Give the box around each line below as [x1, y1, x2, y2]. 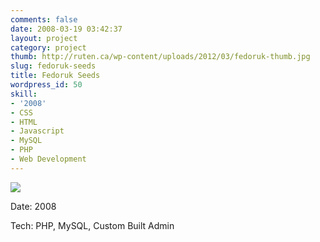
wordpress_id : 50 [10, 80, 83, 90]
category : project [10, 42, 87, 53]
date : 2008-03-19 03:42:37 [10, 24, 123, 34]
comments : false [10, 14, 78, 25]
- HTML [10, 117, 38, 127]
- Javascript [10, 126, 65, 136]
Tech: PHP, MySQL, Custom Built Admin [10, 219, 175, 231]
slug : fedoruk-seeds [10, 61, 97, 71]
